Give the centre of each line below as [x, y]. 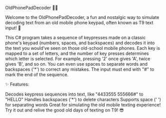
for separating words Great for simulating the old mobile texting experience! [83, 105]
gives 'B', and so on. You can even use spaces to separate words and [77, 64]
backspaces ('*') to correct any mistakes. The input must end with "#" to [80, 69]
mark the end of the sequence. [37, 74]
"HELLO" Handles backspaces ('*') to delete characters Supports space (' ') [83, 99]
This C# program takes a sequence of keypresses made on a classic [76, 38]
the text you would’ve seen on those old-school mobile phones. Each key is [83, 48]
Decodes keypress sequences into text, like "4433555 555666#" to [74, 94]
